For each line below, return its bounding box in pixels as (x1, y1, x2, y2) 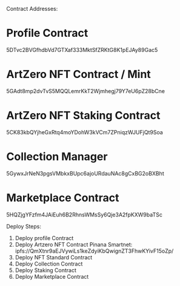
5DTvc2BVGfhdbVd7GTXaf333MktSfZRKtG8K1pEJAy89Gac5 (6, 46, 158, 53)
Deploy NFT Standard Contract (15, 253, 93, 261)
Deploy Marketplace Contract (15, 273, 89, 280)
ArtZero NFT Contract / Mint (6, 68, 152, 81)
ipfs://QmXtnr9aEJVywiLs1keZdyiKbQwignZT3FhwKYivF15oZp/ (15, 247, 174, 255)
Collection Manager (6, 150, 108, 163)
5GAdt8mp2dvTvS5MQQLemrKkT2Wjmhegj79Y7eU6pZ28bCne (6, 87, 165, 94)
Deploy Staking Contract (15, 266, 77, 274)
